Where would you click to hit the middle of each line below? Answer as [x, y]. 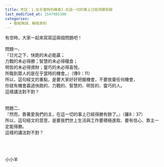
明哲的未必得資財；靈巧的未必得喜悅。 [43, 67]
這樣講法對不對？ [22, 92]
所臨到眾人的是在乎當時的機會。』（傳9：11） [49, 73]
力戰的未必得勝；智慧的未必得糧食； [41, 61]
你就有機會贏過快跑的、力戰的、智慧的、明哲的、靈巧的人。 [65, 85]
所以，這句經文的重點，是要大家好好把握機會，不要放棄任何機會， [71, 80]
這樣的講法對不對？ [24, 133]
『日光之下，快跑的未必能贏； [35, 55]
